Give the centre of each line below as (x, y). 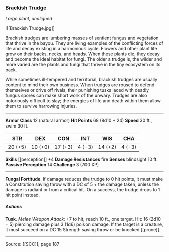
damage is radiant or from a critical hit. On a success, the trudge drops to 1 (83, 190)
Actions (14, 206)
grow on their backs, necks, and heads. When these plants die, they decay (82, 54)
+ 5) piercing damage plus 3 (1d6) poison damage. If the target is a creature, (84, 224)
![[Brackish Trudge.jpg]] (30, 28)
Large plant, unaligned (29, 19)
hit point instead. (23, 195)
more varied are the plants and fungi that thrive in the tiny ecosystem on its (83, 65)
